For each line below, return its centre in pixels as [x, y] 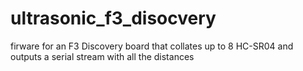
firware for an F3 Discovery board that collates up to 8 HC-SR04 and [152, 46]
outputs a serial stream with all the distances [102, 56]
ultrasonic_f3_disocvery [113, 18]
